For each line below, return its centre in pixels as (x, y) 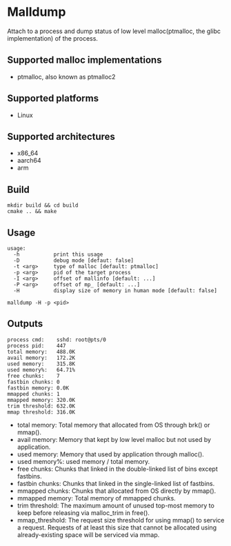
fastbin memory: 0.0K (38, 388)
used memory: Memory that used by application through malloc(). (111, 454)
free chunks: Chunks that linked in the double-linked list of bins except (118, 469)
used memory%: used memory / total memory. (83, 461)
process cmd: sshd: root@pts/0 (57, 340)
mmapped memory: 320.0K (41, 400)
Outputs (25, 324)
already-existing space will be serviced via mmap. (88, 534)
